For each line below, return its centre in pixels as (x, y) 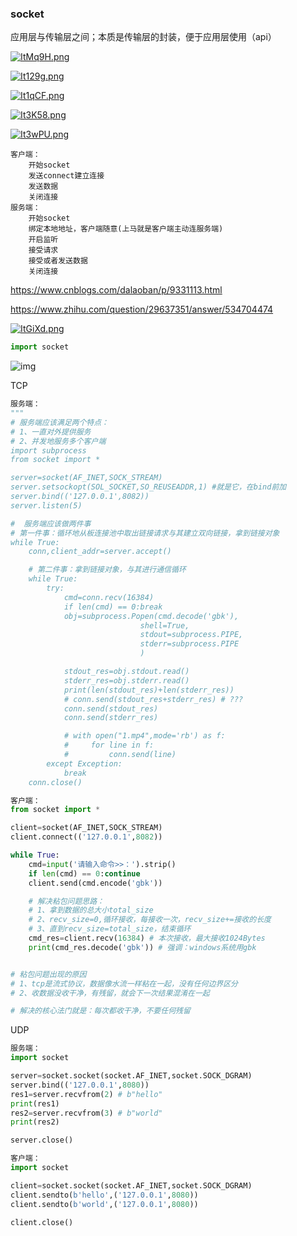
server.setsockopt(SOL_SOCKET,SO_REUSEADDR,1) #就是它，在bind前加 (148, 487)
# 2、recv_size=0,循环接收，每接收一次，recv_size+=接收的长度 (150, 920)
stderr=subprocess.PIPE (189, 644)
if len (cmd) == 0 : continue (84, 873)
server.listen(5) (46, 505)
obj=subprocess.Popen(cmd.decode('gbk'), (151, 616)
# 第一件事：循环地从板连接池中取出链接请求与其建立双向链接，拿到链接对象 (145, 533)
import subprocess (48, 450)
